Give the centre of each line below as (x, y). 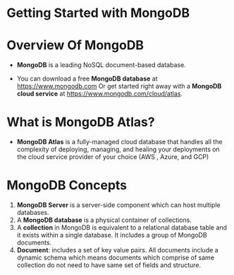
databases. (33, 212)
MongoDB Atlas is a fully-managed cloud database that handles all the (119, 142)
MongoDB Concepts (67, 186)
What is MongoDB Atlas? (81, 122)
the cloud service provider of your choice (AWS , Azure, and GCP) (113, 157)
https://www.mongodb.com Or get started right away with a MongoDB (119, 86)
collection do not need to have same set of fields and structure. (109, 265)
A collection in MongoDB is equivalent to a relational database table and (122, 227)
